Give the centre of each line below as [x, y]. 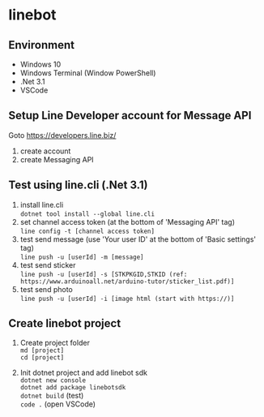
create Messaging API [57, 159]
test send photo [46, 289]
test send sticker [48, 264]
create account [45, 151]
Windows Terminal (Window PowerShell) [88, 73]
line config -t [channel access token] [87, 231]
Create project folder [55, 343]
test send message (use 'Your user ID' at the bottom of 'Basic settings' [138, 239]
